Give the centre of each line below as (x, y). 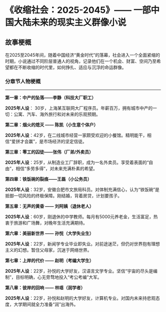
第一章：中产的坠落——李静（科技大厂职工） (51, 98)
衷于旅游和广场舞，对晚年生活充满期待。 (46, 223)
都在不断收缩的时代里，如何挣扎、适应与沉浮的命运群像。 (68, 67)
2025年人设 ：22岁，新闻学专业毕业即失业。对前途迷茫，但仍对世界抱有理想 (83, 244)
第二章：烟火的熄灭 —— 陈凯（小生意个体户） (52, 125)
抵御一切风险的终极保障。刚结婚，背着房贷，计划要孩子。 (63, 196)
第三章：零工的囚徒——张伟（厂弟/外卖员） (49, 152)
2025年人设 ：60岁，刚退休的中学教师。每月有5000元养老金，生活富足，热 (82, 217)
